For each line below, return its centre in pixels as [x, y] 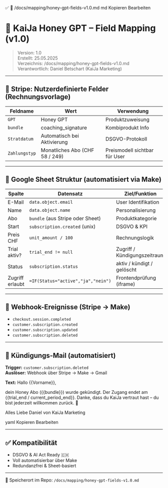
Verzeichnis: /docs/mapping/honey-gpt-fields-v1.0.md [73, 63]
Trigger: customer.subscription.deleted [47, 367]
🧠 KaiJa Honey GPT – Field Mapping [80, 28]
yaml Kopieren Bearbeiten [32, 422]
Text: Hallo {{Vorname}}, [31, 382]
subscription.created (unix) [62, 226]
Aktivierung [54, 142]
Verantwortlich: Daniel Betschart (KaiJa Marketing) [70, 69]
